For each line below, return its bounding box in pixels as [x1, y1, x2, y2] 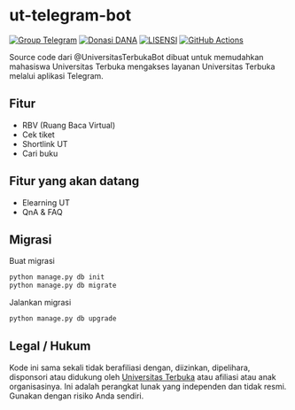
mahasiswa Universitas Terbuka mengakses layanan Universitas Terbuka [9, 61, 276, 72]
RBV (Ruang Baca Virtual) [21, 120, 116, 130]
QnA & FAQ [21, 206, 64, 217]
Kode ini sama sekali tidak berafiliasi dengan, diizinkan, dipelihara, [9, 362, 251, 373]
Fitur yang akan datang [9, 174, 140, 189]
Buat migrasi [9, 256, 55, 267]
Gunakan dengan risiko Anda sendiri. [9, 391, 144, 401]
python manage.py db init [9, 273, 105, 282]
